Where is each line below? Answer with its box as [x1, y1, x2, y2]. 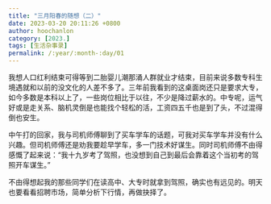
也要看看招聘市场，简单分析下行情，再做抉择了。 [8, 187, 171, 197]
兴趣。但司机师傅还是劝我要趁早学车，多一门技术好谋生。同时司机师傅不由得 [8, 140, 263, 149]
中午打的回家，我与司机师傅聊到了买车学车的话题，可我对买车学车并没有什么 [8, 130, 263, 139]
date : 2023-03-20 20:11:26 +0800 [8, 19, 121, 27]
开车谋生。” [15, 160, 51, 169]
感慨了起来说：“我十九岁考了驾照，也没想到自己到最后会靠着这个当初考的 [8, 150, 252, 160]
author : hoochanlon [8, 27, 74, 35]
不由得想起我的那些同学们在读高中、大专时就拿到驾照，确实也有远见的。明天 [8, 177, 263, 186]
